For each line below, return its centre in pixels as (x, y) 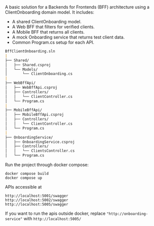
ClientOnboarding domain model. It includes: (50, 12)
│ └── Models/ (21, 69)
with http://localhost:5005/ (52, 218)
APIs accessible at (24, 187)
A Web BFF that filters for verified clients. (53, 27)
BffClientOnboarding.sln (30, 51)
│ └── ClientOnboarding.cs (39, 74)
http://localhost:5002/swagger (37, 200)
